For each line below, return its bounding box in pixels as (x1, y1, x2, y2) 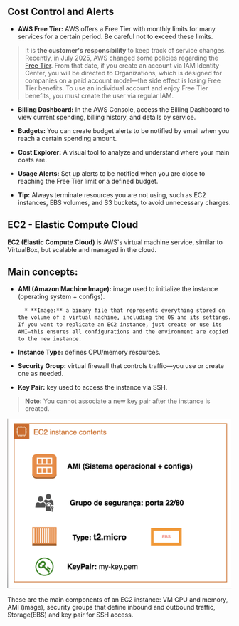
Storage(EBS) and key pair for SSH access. (7, 610, 134, 619)
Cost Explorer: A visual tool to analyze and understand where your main (17, 147, 230, 156)
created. (24, 405, 50, 413)
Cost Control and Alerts (7, 6, 115, 18)
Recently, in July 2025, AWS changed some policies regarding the (24, 53, 218, 62)
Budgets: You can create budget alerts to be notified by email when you (17, 126, 230, 135)
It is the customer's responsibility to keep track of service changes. (24, 46, 226, 54)
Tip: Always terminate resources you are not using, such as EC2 (17, 190, 206, 199)
